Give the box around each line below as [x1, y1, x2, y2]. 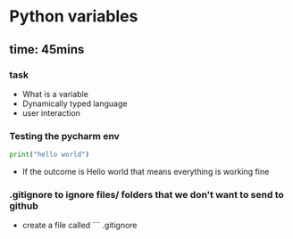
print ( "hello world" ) [9, 150, 90, 160]
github [9, 199, 38, 211]
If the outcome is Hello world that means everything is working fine [21, 167, 270, 177]
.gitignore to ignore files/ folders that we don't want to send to [9, 188, 284, 201]
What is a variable [21, 88, 89, 99]
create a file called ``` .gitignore [21, 220, 138, 231]
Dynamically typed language [21, 98, 128, 109]
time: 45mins [9, 42, 85, 57]
